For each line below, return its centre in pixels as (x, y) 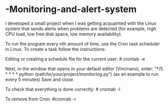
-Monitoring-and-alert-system (71, 9)
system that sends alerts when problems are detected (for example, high (81, 28)
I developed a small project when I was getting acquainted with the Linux (81, 23)
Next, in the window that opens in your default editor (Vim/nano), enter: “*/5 (84, 69)
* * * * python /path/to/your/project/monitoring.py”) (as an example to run (82, 74)
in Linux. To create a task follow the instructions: (55, 49)
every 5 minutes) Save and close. (40, 79)
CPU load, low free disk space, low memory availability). (64, 34)
